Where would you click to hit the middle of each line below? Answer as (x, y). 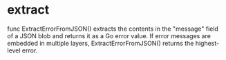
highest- (207, 43)
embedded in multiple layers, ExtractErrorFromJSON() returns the (101, 43)
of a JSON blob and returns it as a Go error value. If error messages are (109, 35)
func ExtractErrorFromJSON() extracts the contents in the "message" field (113, 29)
